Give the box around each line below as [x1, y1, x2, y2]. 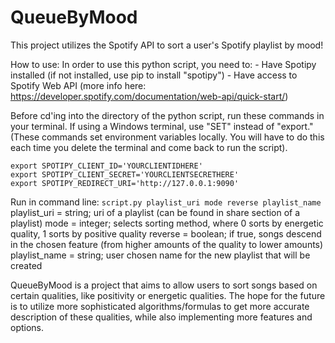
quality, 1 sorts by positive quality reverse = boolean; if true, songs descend [10, 227, 322, 240]
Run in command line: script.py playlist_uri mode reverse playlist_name [10, 196, 322, 208]
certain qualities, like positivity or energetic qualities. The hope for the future [10, 289, 326, 301]
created [10, 259, 43, 271]
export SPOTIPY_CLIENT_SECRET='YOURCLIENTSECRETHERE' [10, 169, 240, 180]
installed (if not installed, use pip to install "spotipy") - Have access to [10, 69, 298, 81]
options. [10, 321, 45, 333]
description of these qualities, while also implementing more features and [10, 311, 313, 323]
